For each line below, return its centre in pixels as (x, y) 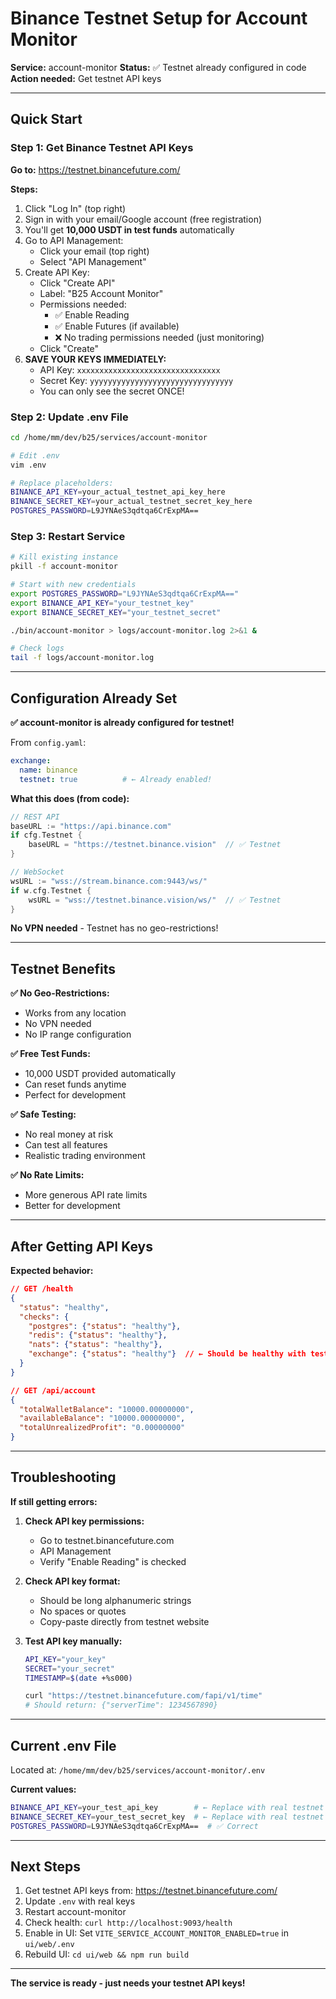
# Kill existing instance (64, 557)
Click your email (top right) (94, 251)
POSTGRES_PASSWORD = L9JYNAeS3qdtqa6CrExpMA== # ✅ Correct (134, 1826)
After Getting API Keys (81, 1246)
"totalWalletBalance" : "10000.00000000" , (107, 1409)
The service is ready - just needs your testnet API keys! (128, 1983)
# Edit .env (35, 455)
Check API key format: (72, 1581)
